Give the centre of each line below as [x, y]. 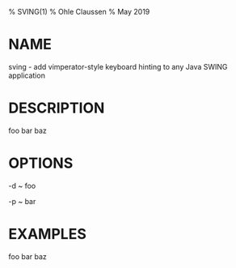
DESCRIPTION [57, 108]
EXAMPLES [47, 234]
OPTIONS [41, 163]
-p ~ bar [22, 201]
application [27, 75]
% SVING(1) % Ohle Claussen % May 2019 [79, 12]
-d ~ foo [22, 185]
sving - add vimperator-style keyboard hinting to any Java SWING [118, 66]
